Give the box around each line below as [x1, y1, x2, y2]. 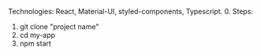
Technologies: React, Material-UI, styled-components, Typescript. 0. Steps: [8, 7, 254, 16]
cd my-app [19, 31, 56, 39]
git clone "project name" [19, 22, 99, 31]
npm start [19, 39, 51, 48]
